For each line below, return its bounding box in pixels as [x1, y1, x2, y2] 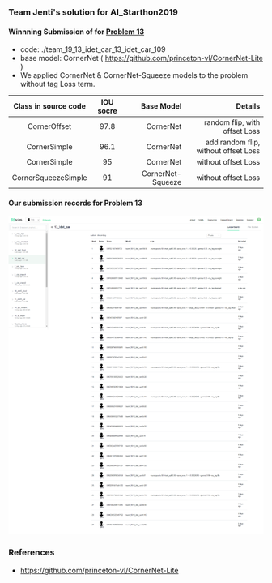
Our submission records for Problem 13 [8, 198, 143, 208]
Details [236, 101, 261, 111]
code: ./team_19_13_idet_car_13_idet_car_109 [19, 45, 166, 54]
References [8, 547, 55, 558]
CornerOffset [28, 122, 72, 131]
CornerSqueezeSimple [11, 173, 87, 182]
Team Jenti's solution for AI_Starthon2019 [8, 6, 178, 18]
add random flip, [205, 137, 261, 148]
